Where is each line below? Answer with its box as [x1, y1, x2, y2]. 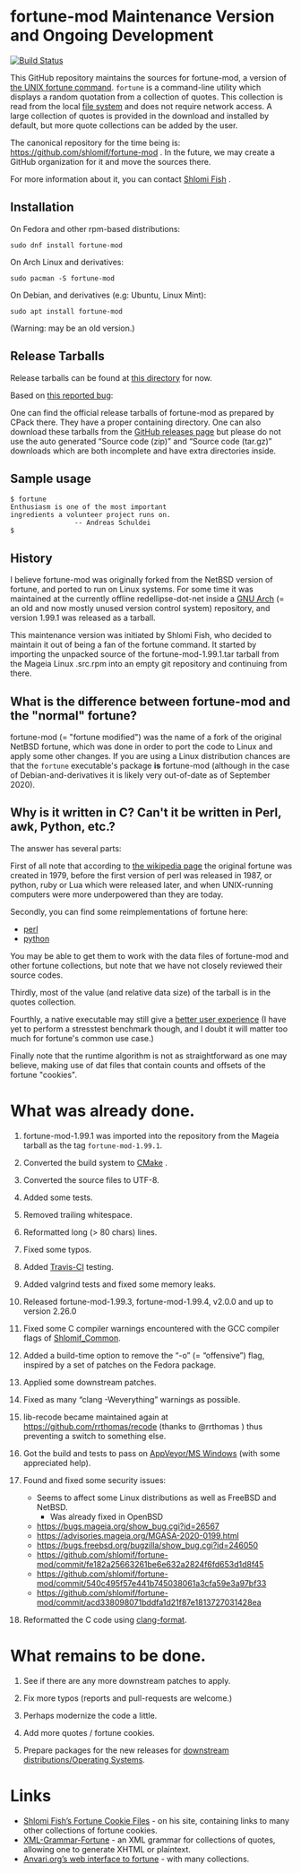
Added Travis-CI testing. [22, 1261, 115, 1272]
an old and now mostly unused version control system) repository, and [10, 603, 271, 614]
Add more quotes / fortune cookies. [22, 1727, 155, 1738]
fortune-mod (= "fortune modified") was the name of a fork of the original [10, 732, 282, 742]
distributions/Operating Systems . [22, 1754, 146, 1765]
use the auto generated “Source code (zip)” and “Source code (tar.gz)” [10, 436, 272, 446]
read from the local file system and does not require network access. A [10, 100, 272, 111]
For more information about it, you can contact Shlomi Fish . [10, 173, 231, 185]
